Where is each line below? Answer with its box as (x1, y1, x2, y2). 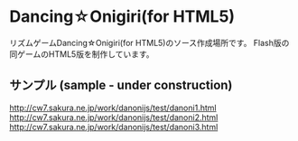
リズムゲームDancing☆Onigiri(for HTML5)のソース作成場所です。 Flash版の (9, 37, 290, 48)
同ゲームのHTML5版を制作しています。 (9, 48, 155, 60)
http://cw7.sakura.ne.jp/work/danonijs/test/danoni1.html (9, 102, 217, 113)
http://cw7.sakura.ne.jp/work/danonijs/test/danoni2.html (9, 111, 219, 123)
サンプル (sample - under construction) (9, 78, 233, 93)
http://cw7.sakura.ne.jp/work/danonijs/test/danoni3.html (9, 121, 219, 132)
